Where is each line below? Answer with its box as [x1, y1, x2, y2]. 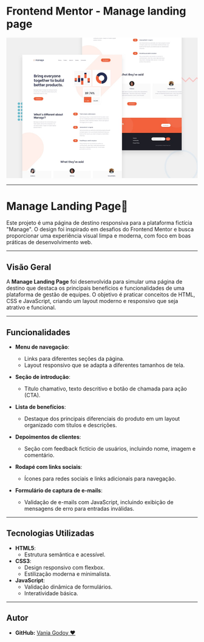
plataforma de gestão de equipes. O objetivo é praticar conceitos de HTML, [6, 291, 195, 298]
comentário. [24, 451, 55, 459]
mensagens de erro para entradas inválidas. [24, 505, 135, 513]
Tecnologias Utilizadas [6, 528, 95, 539]
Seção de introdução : [15, 374, 71, 381]
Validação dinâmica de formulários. [24, 583, 113, 590]
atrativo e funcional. [6, 304, 56, 311]
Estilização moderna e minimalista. [24, 570, 111, 578]
